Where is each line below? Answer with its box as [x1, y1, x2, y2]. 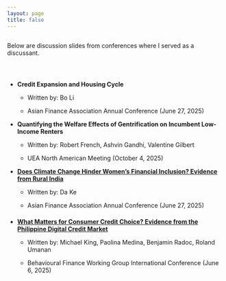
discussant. [7, 49, 40, 57]
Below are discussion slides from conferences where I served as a [7, 41, 194, 49]
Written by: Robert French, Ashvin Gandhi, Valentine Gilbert [27, 140, 195, 148]
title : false [7, 16, 45, 23]
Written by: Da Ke [27, 188, 77, 196]
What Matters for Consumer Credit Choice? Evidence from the [16, 217, 199, 225]
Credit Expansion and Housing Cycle [16, 80, 124, 88]
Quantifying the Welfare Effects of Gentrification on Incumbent [16, 120, 201, 128]
